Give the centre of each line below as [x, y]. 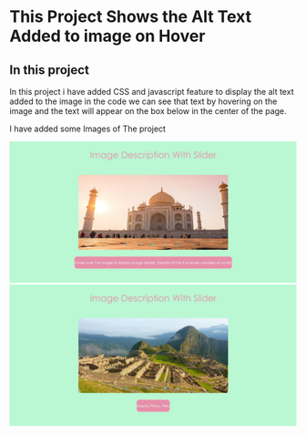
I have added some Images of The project [88, 129]
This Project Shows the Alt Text [131, 17]
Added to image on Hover [107, 36]
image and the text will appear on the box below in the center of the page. [148, 111]
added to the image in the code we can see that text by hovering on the [143, 101]
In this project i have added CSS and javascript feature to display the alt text [152, 92]
